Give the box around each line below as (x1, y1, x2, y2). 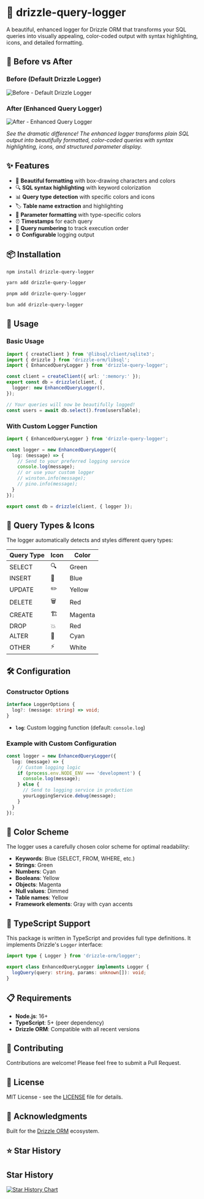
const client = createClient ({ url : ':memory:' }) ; (6, 374, 141, 380)
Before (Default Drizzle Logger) (6, 75, 102, 83)
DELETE (9, 598, 32, 606)
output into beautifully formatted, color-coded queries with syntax (6, 136, 173, 143)
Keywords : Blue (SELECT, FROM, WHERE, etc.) (15, 855, 135, 862)
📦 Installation (6, 249, 61, 260)
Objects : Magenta (15, 881, 61, 889)
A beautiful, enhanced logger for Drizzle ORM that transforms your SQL (6, 26, 187, 33)
